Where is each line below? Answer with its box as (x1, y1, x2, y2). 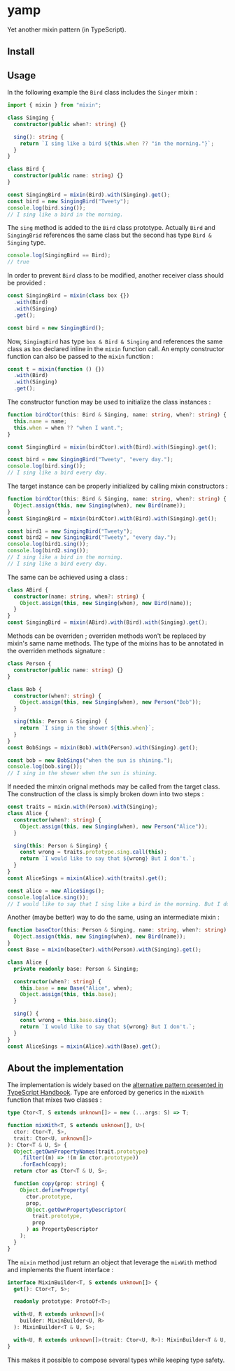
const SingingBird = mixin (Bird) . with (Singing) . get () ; (7, 191, 171, 198)
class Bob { (7, 685, 42, 693)
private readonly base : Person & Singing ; (13, 965, 139, 972)
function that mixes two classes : (7, 1096, 102, 1104)
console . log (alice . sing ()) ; (7, 894, 90, 901)
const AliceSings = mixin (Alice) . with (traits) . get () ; (7, 875, 168, 882)
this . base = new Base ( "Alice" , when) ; (20, 984, 133, 992)
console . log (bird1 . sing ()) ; (7, 540, 90, 548)
